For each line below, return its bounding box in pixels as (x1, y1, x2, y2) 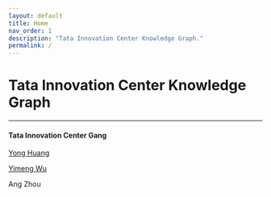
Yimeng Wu (8, 164, 47, 174)
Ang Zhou (8, 179, 42, 189)
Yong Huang (8, 148, 50, 158)
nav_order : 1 (8, 27, 52, 35)
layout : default (8, 11, 63, 20)
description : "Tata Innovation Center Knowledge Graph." (8, 34, 204, 43)
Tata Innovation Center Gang (8, 130, 107, 140)
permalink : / (8, 42, 52, 50)
